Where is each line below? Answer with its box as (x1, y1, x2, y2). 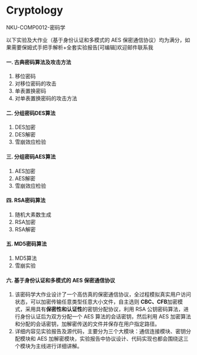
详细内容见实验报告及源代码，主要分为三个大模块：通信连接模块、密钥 (14, 328, 186, 335)
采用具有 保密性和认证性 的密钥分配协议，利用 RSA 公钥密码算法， (25, 305, 184, 313)
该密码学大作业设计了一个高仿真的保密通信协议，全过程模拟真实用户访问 (14, 291, 191, 298)
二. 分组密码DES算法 (6, 109, 56, 116)
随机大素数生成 (14, 211, 51, 218)
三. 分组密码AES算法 (6, 153, 56, 160)
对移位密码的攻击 (14, 80, 57, 87)
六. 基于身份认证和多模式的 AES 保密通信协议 (6, 276, 115, 284)
